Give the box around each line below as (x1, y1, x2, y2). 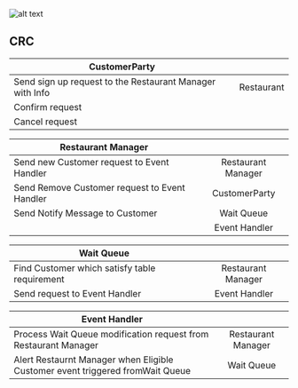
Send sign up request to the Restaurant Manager (13, 75, 216, 88)
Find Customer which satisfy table (13, 262, 156, 274)
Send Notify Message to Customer (13, 207, 158, 219)
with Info (13, 86, 51, 99)
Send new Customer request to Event (13, 155, 169, 168)
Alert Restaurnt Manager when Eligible (13, 353, 174, 366)
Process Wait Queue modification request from (13, 328, 209, 340)
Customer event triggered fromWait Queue (13, 364, 191, 376)
